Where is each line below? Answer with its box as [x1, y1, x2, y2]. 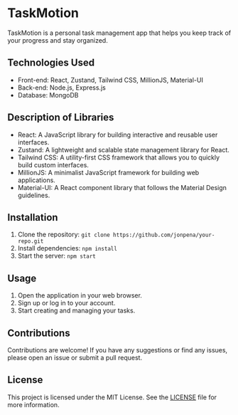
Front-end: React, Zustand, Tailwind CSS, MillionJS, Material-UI [17, 75, 204, 84]
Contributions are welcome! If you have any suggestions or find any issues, [7, 346, 228, 354]
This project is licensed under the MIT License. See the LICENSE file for [7, 393, 217, 401]
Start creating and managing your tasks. [17, 306, 136, 315]
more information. [7, 400, 60, 409]
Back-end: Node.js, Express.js [17, 83, 107, 92]
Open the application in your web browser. [17, 291, 142, 300]
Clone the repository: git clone [17, 230, 110, 239]
